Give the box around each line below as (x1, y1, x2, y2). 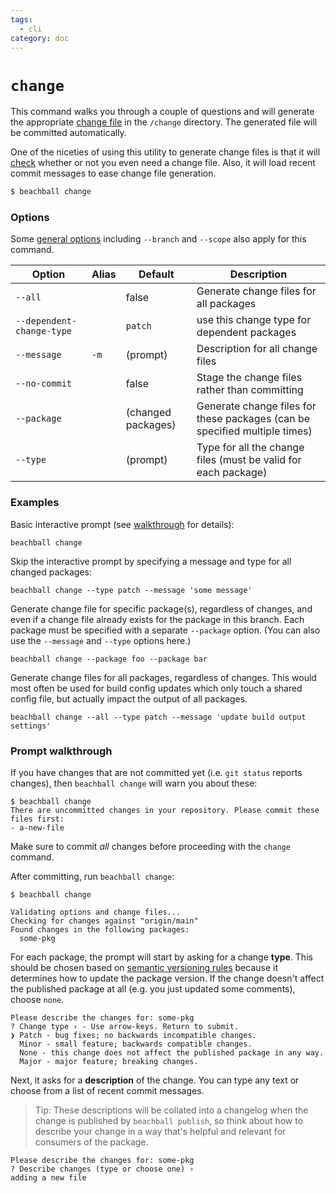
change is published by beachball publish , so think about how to (34, 1115, 304, 1127)
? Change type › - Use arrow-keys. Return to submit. (10, 1022, 240, 1032)
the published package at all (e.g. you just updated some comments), (10, 983, 296, 995)
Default (138, 267, 175, 281)
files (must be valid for (196, 453, 302, 467)
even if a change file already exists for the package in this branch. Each (10, 613, 305, 625)
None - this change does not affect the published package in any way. (19, 1048, 325, 1058)
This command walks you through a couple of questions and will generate (10, 106, 315, 118)
